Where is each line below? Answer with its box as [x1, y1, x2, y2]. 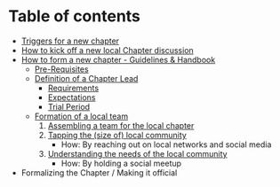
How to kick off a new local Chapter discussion [20, 44, 195, 55]
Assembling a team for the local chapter [47, 120, 195, 130]
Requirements [47, 82, 100, 93]
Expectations [47, 91, 96, 103]
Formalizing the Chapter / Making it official [20, 167, 178, 178]
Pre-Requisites [34, 64, 90, 74]
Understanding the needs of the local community [47, 148, 228, 159]
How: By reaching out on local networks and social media [60, 139, 272, 150]
